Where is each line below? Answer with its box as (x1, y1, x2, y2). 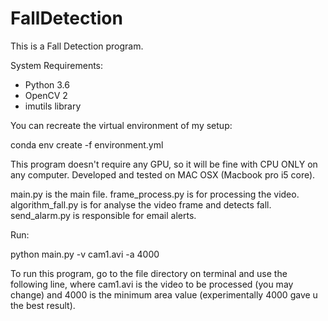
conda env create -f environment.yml (10, 138, 164, 151)
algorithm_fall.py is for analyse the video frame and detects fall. (10, 198, 272, 211)
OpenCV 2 (24, 89, 68, 101)
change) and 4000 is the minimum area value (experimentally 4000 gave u (10, 288, 318, 301)
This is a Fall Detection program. (10, 40, 144, 52)
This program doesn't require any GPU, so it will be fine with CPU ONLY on (10, 158, 318, 170)
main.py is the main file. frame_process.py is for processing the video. (10, 188, 300, 200)
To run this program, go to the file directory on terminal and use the (10, 267, 288, 279)
